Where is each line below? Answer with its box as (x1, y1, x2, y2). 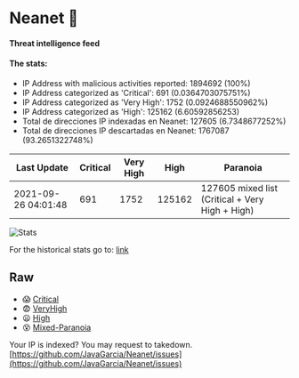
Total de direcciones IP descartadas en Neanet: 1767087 (21, 125, 230, 136)
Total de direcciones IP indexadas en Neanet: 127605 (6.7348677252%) (21, 116, 287, 126)
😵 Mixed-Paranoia (21, 322, 92, 333)
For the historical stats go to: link (9, 244, 129, 254)
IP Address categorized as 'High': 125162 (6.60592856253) (21, 106, 240, 117)
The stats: (9, 58, 48, 69)
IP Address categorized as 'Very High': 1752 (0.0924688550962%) (21, 97, 269, 108)
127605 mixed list (200, 181, 279, 194)
